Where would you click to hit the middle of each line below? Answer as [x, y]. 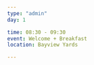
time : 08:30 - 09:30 [37, 32]
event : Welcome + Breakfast [47, 38]
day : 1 [16, 20]
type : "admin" [27, 13]
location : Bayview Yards [43, 45]
